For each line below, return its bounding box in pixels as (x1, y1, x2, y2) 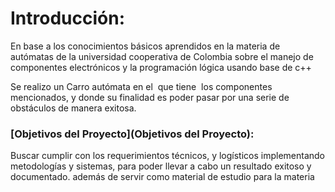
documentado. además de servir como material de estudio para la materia (10, 171, 315, 183)
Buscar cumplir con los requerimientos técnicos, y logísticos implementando (10, 150, 326, 162)
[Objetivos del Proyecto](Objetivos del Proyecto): (10, 127, 255, 141)
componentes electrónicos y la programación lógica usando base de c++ (10, 61, 312, 73)
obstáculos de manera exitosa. (10, 102, 137, 114)
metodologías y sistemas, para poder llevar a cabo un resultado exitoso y (10, 160, 312, 172)
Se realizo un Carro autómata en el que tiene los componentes (10, 80, 273, 92)
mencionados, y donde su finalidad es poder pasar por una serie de (10, 91, 290, 103)
